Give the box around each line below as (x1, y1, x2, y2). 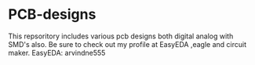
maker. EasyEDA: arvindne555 (8, 48, 106, 57)
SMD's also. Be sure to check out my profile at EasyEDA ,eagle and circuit (8, 39, 247, 49)
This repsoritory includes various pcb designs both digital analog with (8, 31, 234, 41)
